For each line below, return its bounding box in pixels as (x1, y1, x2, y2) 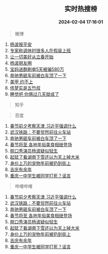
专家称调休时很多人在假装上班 (9, 47, 71, 53)
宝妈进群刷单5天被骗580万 (9, 66, 64, 72)
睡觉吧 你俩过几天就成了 (9, 91, 59, 97)
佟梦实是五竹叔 (9, 85, 41, 91)
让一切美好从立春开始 (9, 54, 54, 60)
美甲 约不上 (9, 79, 33, 85)
